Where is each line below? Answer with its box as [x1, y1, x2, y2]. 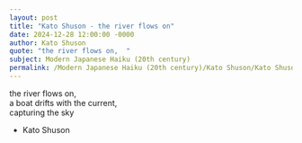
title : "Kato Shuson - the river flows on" [9, 22, 175, 31]
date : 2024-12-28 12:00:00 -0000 [9, 30, 135, 39]
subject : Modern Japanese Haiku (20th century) [9, 55, 191, 64]
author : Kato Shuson [9, 38, 87, 48]
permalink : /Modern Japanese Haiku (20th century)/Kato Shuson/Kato [9, 64, 271, 73]
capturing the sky [9, 107, 75, 118]
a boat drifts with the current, [9, 97, 118, 108]
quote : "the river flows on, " [9, 47, 130, 56]
